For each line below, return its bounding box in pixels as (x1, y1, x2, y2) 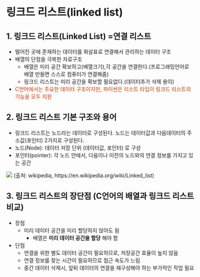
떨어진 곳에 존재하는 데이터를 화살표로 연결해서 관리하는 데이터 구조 (14, 48, 171, 55)
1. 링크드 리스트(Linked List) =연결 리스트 (6, 31, 152, 41)
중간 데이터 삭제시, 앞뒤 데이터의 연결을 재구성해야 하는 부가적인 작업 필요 (23, 264, 195, 271)
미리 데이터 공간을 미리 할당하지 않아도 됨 (23, 227, 120, 234)
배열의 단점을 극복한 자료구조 (14, 56, 82, 63)
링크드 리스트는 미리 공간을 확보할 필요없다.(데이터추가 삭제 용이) (23, 78, 175, 85)
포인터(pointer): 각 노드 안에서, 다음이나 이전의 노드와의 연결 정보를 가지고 (14, 151, 187, 159)
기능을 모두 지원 (14, 93, 52, 100)
